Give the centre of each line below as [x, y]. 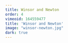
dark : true [16, 33]
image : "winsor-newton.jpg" [34, 28]
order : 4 [14, 14]
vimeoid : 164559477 [25, 19]
